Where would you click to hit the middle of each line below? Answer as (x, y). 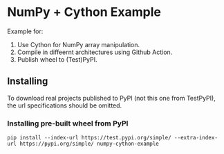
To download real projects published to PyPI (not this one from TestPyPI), (111, 98)
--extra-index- (196, 138)
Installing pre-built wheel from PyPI (68, 123)
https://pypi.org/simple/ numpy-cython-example (89, 144)
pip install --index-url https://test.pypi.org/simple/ (89, 138)
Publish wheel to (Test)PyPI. (57, 59)
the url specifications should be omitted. (65, 105)
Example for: (25, 31)
